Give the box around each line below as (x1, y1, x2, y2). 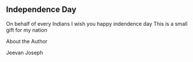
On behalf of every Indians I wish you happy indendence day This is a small (6, 20, 188, 27)
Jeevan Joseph (6, 49, 43, 56)
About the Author (6, 37, 48, 44)
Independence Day (6, 5, 77, 15)
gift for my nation (6, 26, 48, 33)
